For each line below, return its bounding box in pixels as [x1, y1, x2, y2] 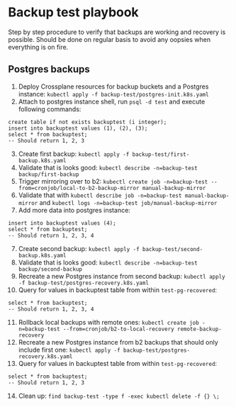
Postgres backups [8, 63, 91, 75]
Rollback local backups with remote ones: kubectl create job [18, 318, 199, 326]
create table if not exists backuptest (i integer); [8, 118, 167, 126]
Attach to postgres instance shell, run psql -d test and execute [18, 97, 206, 106]
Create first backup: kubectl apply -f [18, 150, 130, 158]
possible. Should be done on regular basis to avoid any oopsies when [8, 35, 211, 43]
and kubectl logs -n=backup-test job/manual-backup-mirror [39, 198, 218, 206]
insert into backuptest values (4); [8, 219, 116, 227]
